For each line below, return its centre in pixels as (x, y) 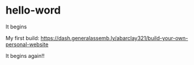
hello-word (33, 10)
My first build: (23, 38)
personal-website (27, 44)
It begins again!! (25, 56)
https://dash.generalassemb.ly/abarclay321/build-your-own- (114, 38)
